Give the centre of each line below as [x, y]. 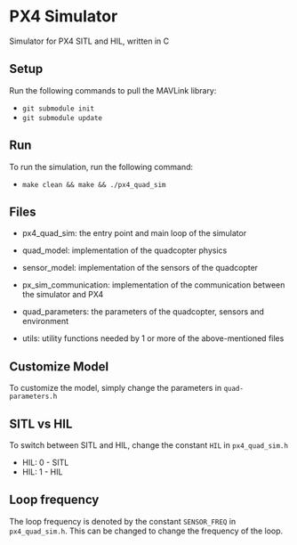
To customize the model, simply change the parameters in [116, 388]
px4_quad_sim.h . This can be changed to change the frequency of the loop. [146, 531]
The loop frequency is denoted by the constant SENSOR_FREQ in [123, 521]
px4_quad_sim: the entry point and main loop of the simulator [134, 233]
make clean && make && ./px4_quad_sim [94, 184]
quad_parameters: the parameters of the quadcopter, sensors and [143, 312]
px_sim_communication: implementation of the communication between [153, 285]
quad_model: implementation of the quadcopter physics [124, 250]
